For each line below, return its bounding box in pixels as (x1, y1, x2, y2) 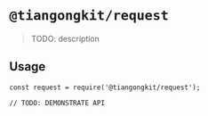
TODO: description (30, 33, 100, 44)
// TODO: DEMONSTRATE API (9, 98, 105, 107)
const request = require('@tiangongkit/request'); (9, 83, 201, 92)
